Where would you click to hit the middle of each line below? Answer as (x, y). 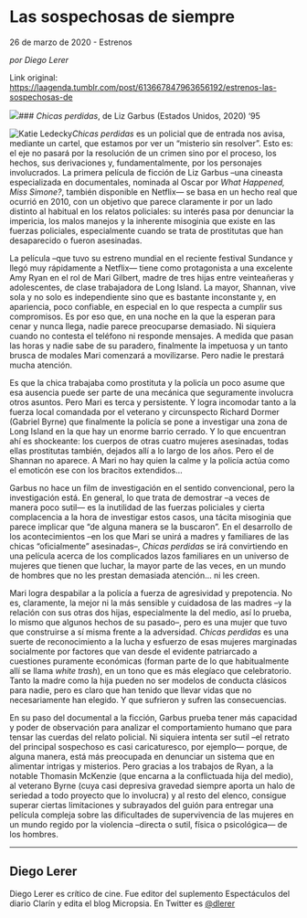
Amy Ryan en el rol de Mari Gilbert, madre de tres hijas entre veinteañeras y (152, 277)
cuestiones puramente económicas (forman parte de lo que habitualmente (149, 661)
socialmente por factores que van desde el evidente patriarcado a (133, 651)
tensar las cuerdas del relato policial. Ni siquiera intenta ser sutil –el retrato (149, 737)
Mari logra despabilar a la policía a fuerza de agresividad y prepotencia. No (151, 592)
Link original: (33, 77)
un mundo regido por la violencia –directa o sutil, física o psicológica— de (148, 824)
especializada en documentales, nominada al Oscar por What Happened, (147, 182)
